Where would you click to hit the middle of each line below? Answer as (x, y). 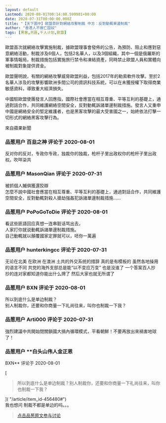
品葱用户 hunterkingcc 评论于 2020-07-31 (56, 249)
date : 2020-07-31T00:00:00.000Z (38, 19)
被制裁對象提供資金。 (27, 66)
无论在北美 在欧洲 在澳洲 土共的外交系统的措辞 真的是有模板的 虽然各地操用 (82, 261)
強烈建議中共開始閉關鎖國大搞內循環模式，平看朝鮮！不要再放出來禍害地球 (81, 331)
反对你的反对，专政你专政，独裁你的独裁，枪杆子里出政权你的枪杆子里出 (79, 154)
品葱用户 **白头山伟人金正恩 (39, 352)
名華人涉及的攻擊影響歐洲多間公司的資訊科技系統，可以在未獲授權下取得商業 (83, 82)
